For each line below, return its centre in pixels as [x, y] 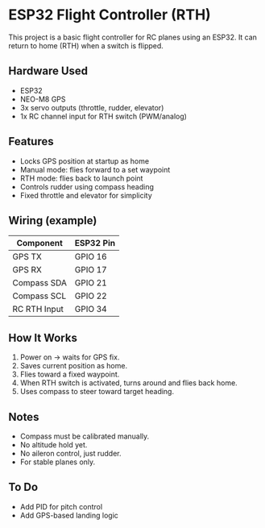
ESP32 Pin [95, 243]
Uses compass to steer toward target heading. [97, 392]
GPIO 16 [91, 257]
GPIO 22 [91, 296]
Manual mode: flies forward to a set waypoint [95, 169]
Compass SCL [39, 296]
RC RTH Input [38, 310]
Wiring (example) [53, 220]
